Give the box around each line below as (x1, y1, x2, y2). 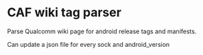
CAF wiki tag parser (7, 5, 122, 20)
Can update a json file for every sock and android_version (7, 40, 170, 48)
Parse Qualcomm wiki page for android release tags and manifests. (7, 27, 197, 35)
